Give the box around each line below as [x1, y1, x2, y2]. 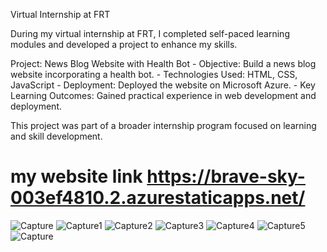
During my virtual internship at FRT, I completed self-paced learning [10, 28, 290, 39]
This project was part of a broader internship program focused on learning [10, 120, 317, 131]
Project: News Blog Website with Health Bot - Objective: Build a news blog [10, 58, 317, 69]
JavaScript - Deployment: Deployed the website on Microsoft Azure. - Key [10, 79, 316, 91]
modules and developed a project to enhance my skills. [10, 39, 238, 50]
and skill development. [10, 130, 103, 142]
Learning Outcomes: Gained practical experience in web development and [10, 90, 317, 101]
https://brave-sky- [146, 165, 306, 188]
